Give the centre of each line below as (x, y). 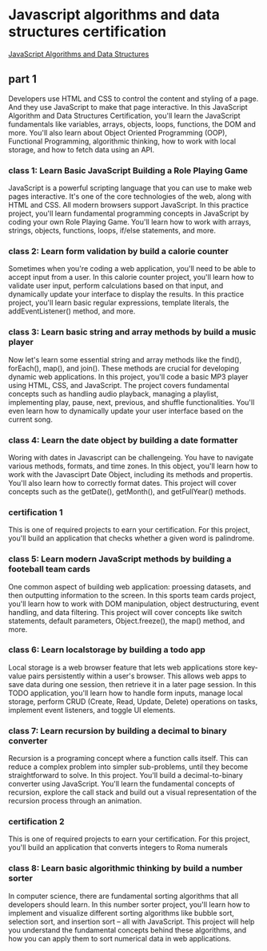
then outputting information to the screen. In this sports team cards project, (132, 595)
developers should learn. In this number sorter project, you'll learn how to (129, 904)
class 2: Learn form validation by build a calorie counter (119, 251)
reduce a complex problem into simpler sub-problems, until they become (128, 767)
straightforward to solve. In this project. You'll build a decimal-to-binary (126, 775)
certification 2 (36, 822)
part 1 (23, 79)
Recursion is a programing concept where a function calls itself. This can (128, 759)
